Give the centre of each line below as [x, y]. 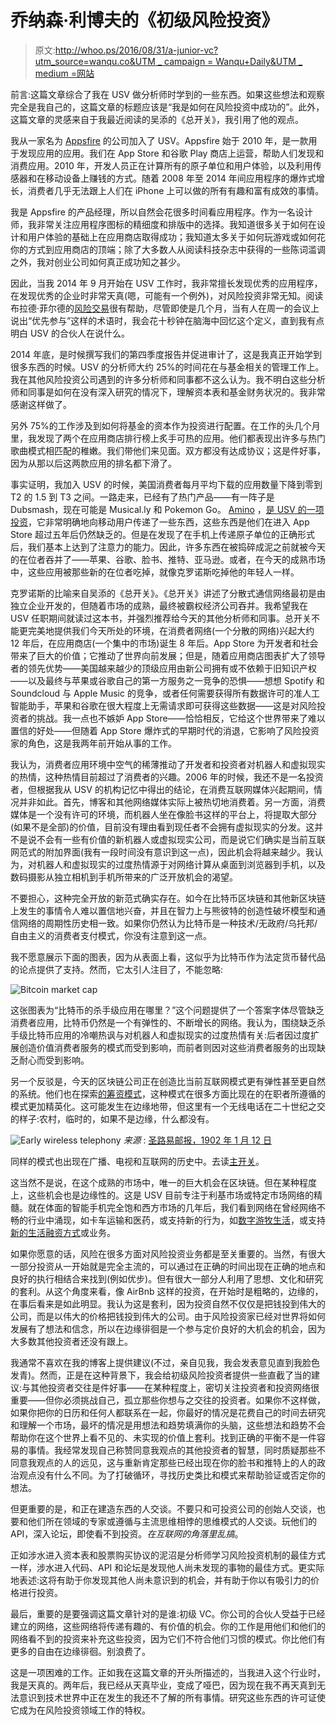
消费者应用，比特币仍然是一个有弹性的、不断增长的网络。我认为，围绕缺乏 [163, 1022]
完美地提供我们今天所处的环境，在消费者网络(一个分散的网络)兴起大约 [171, 630]
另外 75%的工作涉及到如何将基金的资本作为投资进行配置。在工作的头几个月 [165, 425]
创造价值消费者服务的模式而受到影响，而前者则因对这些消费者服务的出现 [167, 1047]
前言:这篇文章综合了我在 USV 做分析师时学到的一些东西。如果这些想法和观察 [167, 94]
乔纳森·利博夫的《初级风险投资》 [145, 20]
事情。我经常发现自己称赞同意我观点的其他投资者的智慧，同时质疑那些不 [176, 1450]
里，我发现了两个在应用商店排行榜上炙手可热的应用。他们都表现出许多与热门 [168, 438]
